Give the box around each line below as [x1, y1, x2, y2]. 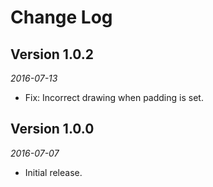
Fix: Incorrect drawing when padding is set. [24, 92, 204, 103]
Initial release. [24, 166, 83, 178]
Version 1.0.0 [10, 121, 95, 138]
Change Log [10, 6, 113, 29]
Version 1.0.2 [10, 46, 95, 63]
